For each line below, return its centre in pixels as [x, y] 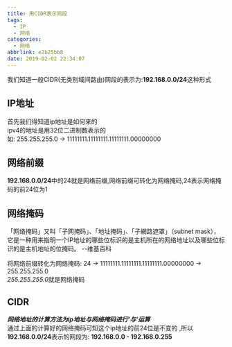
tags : [15, 20]
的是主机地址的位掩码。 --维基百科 [62, 249]
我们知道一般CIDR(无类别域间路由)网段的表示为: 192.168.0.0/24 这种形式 [109, 79]
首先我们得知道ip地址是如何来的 [52, 121]
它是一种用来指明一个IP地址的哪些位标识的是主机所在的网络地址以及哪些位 [113, 240]
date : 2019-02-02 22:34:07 [46, 59]
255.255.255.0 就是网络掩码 [46, 280]
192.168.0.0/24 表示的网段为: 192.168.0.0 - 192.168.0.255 [90, 337]
